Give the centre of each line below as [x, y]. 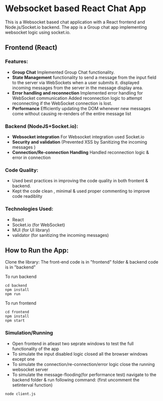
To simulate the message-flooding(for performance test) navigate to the [84, 374]
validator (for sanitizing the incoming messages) [60, 235]
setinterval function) [32, 385]
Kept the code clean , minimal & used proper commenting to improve [81, 191]
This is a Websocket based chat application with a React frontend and [75, 22]
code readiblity [27, 196]
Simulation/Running [29, 333]
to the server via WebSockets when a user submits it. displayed [76, 82]
